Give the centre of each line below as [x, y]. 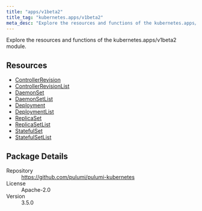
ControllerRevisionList [42, 86]
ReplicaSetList [33, 124]
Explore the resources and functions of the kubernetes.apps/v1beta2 [91, 40]
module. [17, 46]
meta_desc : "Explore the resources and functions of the [79, 23]
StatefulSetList [33, 137]
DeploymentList [34, 112]
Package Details [37, 156]
